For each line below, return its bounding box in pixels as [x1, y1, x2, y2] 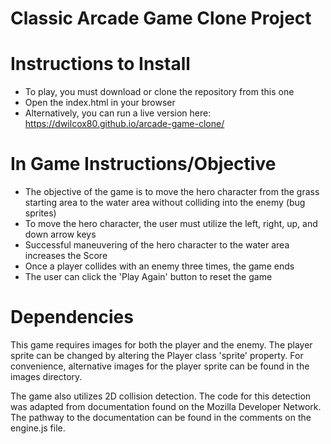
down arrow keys [24, 228, 97, 241]
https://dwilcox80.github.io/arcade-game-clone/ [24, 118, 225, 130]
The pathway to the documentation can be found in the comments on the [10, 412, 312, 423]
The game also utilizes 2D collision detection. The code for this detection [10, 390, 312, 402]
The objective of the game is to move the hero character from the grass [24, 186, 320, 198]
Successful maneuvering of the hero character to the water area [24, 239, 290, 251]
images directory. [10, 371, 83, 382]
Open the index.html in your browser [24, 97, 176, 109]
